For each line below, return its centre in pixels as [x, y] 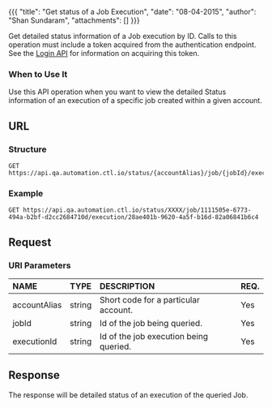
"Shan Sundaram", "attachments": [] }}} [74, 20]
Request [30, 242]
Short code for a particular [150, 299]
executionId [35, 341]
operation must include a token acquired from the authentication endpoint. [132, 45]
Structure [28, 149]
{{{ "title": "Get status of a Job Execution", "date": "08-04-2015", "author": [132, 12]
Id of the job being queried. [151, 323]
